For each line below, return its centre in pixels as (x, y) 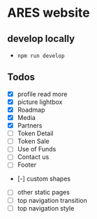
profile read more (42, 94)
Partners (30, 126)
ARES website (48, 13)
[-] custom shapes (44, 179)
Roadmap (31, 109)
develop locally (41, 39)
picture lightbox (40, 102)
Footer (27, 165)
